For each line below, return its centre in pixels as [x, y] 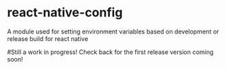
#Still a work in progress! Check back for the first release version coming [111, 52]
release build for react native [48, 38]
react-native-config [65, 13]
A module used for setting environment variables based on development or [113, 31]
